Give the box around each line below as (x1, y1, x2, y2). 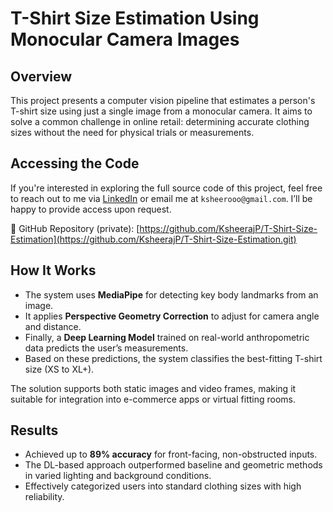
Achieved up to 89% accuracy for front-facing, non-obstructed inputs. (24, 448, 318, 461)
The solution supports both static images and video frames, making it (10, 382, 297, 394)
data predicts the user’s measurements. (24, 342, 189, 354)
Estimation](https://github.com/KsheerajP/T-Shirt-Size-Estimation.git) (10, 233, 297, 245)
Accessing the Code (10, 155, 140, 172)
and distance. (24, 320, 82, 332)
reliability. (24, 491, 65, 503)
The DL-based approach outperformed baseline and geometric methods (24, 459, 323, 471)
